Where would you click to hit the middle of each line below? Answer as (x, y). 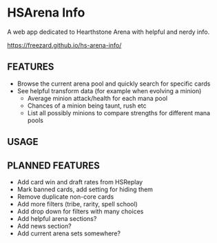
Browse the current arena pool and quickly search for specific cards (114, 84)
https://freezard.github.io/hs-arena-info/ (64, 45)
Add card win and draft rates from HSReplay (80, 182)
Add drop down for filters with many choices (80, 211)
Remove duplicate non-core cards (65, 196)
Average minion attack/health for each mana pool (97, 98)
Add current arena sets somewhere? (69, 233)
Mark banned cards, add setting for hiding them (85, 189)
